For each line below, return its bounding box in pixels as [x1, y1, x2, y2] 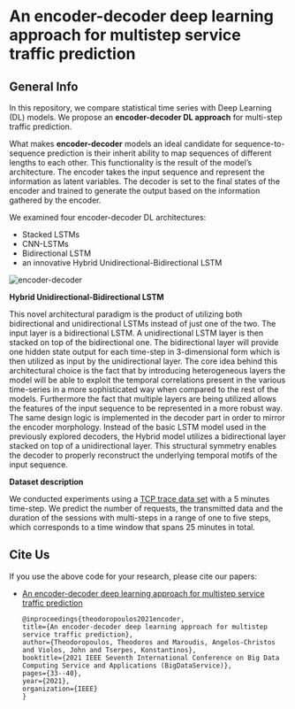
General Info [9, 79, 79, 94]
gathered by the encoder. [9, 195, 102, 205]
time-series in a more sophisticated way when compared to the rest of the [9, 384, 279, 395]
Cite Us [9, 547, 50, 563]
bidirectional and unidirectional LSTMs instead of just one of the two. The [9, 319, 276, 328]
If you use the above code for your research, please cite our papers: [9, 571, 258, 582]
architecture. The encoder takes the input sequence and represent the [9, 166, 265, 177]
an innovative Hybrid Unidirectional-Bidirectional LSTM [21, 258, 223, 267]
